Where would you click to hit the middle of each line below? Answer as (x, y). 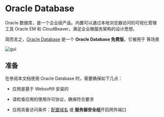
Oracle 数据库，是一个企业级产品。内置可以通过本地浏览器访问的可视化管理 (81, 23)
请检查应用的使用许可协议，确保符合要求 (53, 99)
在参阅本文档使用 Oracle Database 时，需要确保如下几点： (64, 78)
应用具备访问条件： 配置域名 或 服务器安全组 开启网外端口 (69, 109)
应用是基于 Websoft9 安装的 (40, 89)
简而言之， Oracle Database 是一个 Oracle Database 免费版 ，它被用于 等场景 (82, 39)
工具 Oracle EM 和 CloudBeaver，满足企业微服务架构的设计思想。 (71, 29)
